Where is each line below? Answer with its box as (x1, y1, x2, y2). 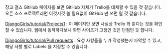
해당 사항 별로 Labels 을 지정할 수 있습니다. (5, 44, 89, 49)
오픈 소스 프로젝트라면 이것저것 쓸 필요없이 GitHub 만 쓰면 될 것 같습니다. (5, 10, 147, 16)
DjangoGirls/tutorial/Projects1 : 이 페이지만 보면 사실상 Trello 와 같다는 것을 (5, 21, 154, 27)
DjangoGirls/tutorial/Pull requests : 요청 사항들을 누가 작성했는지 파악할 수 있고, (5, 37, 162, 43)
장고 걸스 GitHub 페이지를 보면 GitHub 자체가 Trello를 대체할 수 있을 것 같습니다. (5, 4, 162, 10)
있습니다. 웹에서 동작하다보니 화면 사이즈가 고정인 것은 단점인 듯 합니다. (15, 27, 154, 33)
